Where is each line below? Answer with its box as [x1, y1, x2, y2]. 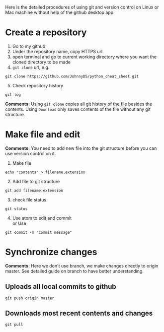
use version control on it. [5, 150, 56, 156]
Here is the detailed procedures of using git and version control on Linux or [5, 4, 159, 10]
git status [5, 206, 28, 211]
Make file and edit [5, 129, 81, 140]
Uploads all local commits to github [5, 282, 117, 291]
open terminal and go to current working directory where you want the [12, 54, 157, 60]
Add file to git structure [12, 178, 60, 184]
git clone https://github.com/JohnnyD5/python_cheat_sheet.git [5, 74, 139, 79]
